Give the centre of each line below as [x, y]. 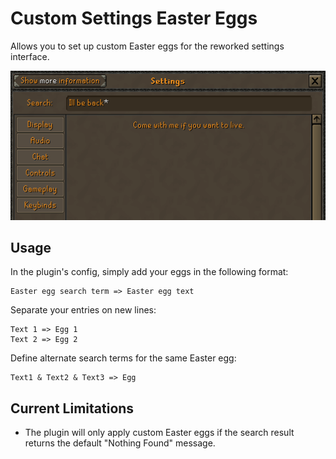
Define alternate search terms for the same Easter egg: [123, 358]
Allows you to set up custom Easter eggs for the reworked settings [147, 46]
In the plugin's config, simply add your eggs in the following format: [149, 272]
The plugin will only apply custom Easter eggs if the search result [159, 433]
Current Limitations [72, 408]
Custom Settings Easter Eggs [134, 18]
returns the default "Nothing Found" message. [120, 443]
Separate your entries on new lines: [83, 310]
